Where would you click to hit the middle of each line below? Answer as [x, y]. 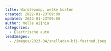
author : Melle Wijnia [27, 23]
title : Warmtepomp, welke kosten [39, 9]
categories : [17, 28]
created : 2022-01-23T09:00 [33, 14]
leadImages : [17, 37]
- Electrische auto [29, 32]
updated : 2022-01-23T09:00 [33, 18]
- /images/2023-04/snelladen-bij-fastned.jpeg [58, 41]
